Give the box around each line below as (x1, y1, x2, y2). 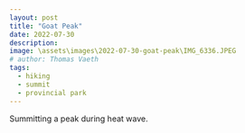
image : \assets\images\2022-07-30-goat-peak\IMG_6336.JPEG (9, 47, 237, 56)
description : (9, 38, 59, 48)
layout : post (9, 13, 59, 22)
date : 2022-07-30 (9, 30, 75, 39)
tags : (9, 64, 30, 73)
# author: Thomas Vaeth (9, 55, 99, 64)
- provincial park (17, 88, 88, 97)
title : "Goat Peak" (9, 22, 83, 31)
